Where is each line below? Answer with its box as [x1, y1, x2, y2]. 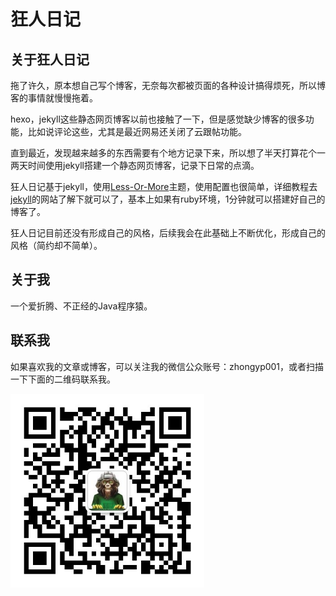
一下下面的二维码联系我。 [10, 373, 116, 385]
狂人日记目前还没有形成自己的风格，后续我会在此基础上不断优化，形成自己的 [10, 227, 326, 239]
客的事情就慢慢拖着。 [10, 92, 98, 104]
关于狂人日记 [10, 51, 90, 68]
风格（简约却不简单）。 [10, 240, 103, 251]
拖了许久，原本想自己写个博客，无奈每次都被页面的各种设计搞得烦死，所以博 [10, 80, 326, 91]
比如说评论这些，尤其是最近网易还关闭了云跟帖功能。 [27, 126, 247, 137]
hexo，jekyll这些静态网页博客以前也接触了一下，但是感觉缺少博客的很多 [10, 113, 306, 125]
